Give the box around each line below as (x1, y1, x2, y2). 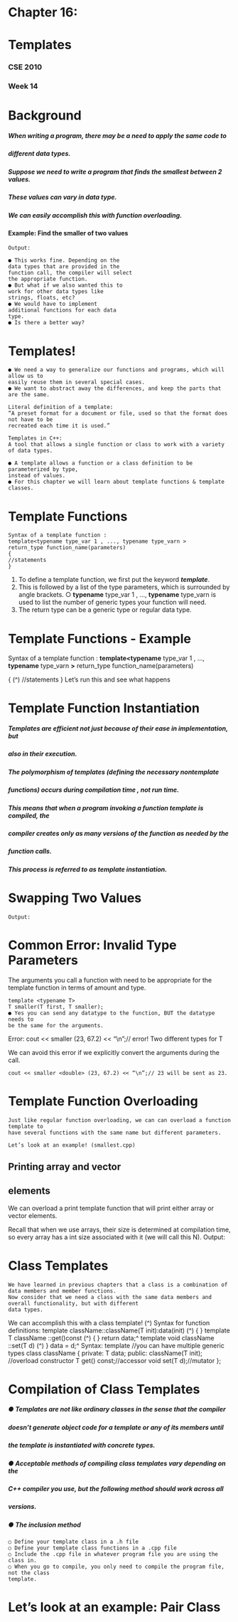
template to (8, 1123, 43, 1130)
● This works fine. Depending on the (8, 257, 120, 264)
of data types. (8, 447, 53, 455)
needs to (8, 1015, 34, 1023)
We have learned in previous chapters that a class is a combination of (8, 1281, 228, 1288)
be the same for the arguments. (8, 1022, 104, 1029)
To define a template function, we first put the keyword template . (18, 576, 210, 584)
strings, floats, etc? (8, 295, 75, 302)
